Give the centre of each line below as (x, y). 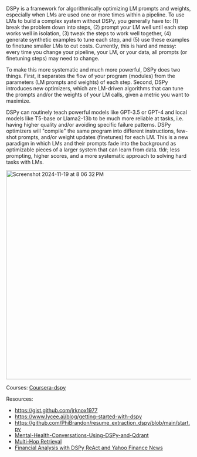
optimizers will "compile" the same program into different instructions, (91, 131)
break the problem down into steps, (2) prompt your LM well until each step (97, 27)
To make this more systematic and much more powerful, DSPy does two (93, 70)
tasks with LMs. (25, 162)
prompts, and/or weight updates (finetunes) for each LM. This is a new (103, 137)
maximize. (18, 101)
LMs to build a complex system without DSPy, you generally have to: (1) (92, 21)
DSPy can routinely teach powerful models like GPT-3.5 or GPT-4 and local (97, 112)
